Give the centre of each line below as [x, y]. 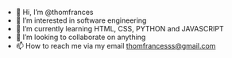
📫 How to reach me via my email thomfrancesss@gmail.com [116, 46]
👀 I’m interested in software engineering [81, 20]
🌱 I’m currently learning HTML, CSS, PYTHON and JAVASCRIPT [120, 29]
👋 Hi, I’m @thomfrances [54, 12]
